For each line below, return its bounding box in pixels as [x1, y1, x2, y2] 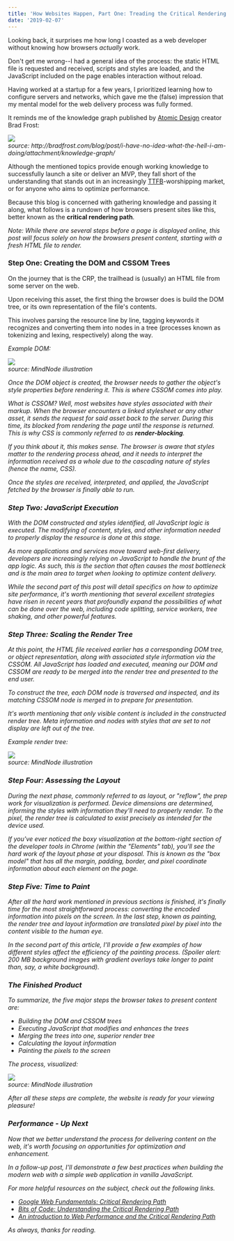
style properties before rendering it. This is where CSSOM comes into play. [8, 385, 223, 394]
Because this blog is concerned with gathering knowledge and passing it [8, 198, 217, 206]
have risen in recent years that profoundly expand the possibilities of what [8, 597, 222, 606]
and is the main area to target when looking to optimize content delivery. [8, 569, 217, 578]
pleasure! [8, 1102, 36, 1110]
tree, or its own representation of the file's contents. [8, 302, 157, 311]
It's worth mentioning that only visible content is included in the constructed [8, 709, 226, 718]
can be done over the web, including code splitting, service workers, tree [8, 605, 218, 613]
